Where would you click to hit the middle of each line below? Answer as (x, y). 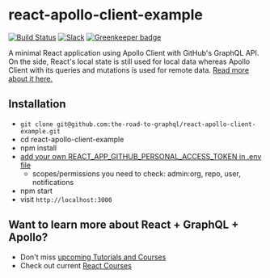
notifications (53, 182)
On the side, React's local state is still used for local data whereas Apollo (129, 61)
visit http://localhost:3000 (66, 199)
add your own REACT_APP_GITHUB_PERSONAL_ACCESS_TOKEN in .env (141, 156)
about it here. (31, 78)
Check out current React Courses (76, 265)
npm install (38, 148)
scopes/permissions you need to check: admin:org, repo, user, (136, 173)
